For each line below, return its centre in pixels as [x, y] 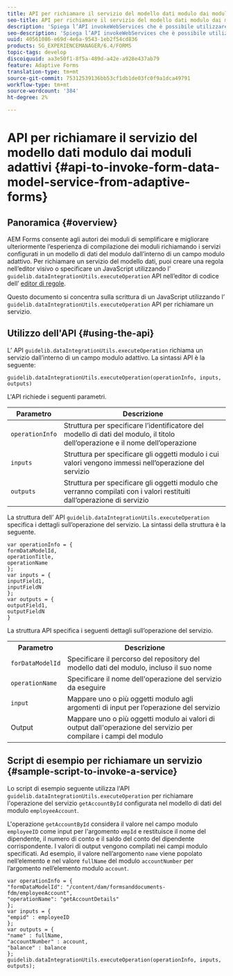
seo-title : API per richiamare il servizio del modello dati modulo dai [114, 20]
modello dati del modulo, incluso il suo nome [139, 667]
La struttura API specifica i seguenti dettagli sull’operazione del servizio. [110, 630]
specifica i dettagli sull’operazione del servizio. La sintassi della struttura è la [116, 524]
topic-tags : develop [37, 53]
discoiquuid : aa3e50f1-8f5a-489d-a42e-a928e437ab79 [83, 59]
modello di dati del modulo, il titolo [119, 434]
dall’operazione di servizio [106, 500]
